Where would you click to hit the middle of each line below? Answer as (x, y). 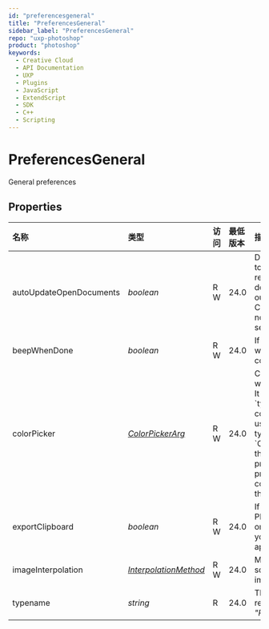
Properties (35, 207)
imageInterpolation (48, 570)
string (139, 603)
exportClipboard (43, 526)
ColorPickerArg (157, 433)
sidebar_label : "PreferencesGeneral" (71, 30)
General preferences (42, 182)
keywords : (25, 53)
